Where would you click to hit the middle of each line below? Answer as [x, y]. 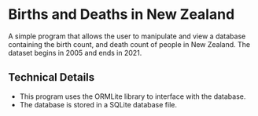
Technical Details [52, 77]
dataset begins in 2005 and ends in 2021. [75, 53]
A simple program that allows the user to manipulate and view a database [127, 36]
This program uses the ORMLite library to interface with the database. [133, 96]
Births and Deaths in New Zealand [122, 14]
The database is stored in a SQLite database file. [98, 104]
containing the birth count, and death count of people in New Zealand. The [129, 44]
